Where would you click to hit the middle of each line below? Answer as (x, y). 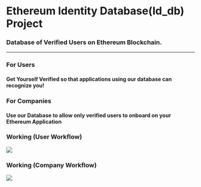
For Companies (29, 101)
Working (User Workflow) (44, 137)
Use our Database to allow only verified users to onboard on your (89, 115)
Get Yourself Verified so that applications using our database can (89, 79)
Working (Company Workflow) (51, 165)
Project (25, 24)
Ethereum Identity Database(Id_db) (95, 11)
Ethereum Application (34, 121)
